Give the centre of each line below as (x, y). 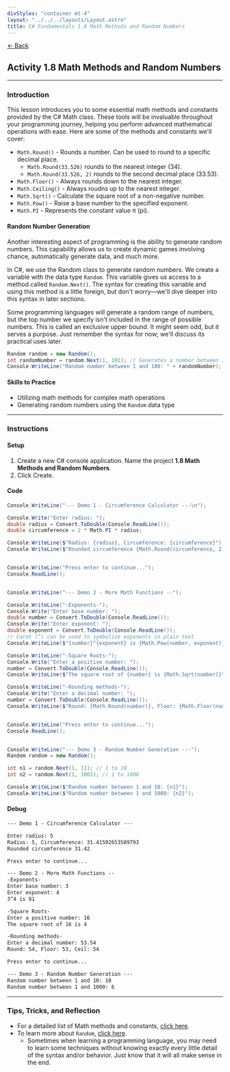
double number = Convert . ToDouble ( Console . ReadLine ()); (88, 618)
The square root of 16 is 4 (47, 924)
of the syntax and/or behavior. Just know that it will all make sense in (125, 1055)
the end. (39, 1062)
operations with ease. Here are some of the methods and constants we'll (110, 132)
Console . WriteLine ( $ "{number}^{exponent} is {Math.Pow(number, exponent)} (116, 643)
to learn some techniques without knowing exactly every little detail (122, 1047)
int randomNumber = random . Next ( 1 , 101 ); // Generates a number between (113, 360)
